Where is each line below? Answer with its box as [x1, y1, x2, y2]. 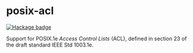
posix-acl [6, 4, 54, 18]
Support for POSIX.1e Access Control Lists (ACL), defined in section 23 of [6, 35, 187, 42]
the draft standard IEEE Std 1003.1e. [6, 41, 94, 48]
